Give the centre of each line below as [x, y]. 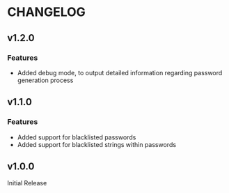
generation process [45, 80]
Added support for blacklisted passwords [77, 137]
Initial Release [27, 183]
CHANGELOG [46, 12]
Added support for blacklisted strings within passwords [96, 144]
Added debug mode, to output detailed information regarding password [120, 72]
